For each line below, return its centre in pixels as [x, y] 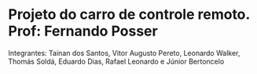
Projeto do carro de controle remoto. [129, 15]
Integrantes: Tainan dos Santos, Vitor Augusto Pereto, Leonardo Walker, [124, 53]
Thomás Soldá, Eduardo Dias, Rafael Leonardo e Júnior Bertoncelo [116, 61]
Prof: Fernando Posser [83, 31]
